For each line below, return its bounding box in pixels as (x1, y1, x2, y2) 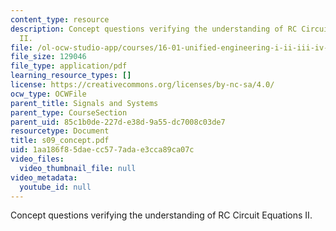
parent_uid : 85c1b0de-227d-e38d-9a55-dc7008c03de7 (10, 117, 226, 127)
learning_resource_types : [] (10, 71, 132, 81)
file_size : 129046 (10, 52, 87, 62)
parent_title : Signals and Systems (10, 98, 159, 108)
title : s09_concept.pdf (10, 136, 110, 146)
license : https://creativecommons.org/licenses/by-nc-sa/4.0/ (10, 80, 275, 90)
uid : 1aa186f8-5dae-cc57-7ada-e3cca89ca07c (10, 145, 195, 155)
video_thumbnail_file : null (19, 163, 137, 173)
